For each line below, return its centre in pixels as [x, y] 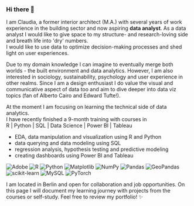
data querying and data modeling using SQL [68, 143]
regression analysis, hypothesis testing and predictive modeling [91, 149]
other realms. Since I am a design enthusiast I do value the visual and [90, 83]
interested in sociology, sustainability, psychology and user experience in [94, 77]
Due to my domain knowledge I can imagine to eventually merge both [90, 64]
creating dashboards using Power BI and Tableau [74, 156]
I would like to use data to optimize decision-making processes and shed [94, 47]
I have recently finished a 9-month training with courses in [76, 119]
